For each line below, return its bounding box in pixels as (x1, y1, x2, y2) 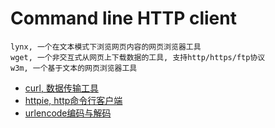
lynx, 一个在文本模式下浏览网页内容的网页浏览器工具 (10, 42, 202, 52)
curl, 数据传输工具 (24, 82, 99, 94)
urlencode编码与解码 (24, 107, 112, 119)
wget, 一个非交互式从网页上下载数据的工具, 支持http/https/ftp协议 (10, 52, 266, 62)
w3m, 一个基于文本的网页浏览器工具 (10, 63, 138, 73)
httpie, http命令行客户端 (24, 94, 123, 106)
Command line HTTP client (10, 7, 237, 30)
